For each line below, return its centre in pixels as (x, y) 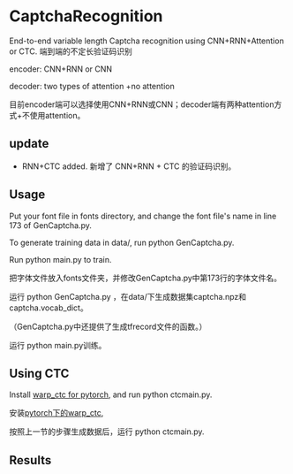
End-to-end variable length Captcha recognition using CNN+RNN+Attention (146, 41)
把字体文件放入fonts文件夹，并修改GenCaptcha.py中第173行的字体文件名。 (146, 278)
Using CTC (39, 373)
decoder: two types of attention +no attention (92, 86)
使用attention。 (57, 115)
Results (30, 460)
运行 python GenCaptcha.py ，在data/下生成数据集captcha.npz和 (128, 296)
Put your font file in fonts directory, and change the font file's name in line (143, 216)
